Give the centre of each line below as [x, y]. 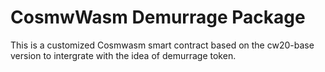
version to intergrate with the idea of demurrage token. [123, 55]
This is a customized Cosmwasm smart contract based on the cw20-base [162, 45]
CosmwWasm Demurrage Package [158, 17]
